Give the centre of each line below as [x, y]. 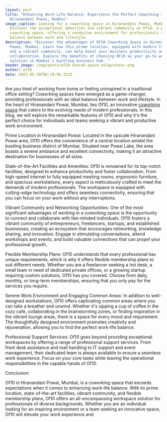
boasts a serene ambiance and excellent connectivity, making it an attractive [83, 151]
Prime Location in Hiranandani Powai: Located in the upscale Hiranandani [80, 135]
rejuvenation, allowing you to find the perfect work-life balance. [70, 327]
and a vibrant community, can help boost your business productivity [83, 51]
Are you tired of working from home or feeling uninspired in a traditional [79, 89]
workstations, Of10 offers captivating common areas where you [90, 301]
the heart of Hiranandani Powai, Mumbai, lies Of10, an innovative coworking [83, 105]
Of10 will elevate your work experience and [49, 414]
